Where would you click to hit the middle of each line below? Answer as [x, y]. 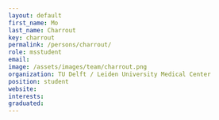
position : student [38, 81]
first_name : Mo [33, 23]
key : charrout [32, 37]
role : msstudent [35, 52]
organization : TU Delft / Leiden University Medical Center [110, 74]
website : [23, 89]
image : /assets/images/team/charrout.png [78, 67]
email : [19, 60]
